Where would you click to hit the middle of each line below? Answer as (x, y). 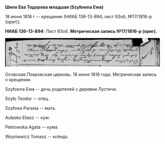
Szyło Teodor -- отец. (27, 98)
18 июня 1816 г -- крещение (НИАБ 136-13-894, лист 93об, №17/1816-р (79, 16)
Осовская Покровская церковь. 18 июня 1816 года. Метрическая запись (81, 74)
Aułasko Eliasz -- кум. (27, 118)
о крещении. (18, 79)
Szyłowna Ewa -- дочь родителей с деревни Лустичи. (61, 89)
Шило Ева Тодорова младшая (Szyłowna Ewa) (54, 7)
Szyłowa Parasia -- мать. (31, 108)
